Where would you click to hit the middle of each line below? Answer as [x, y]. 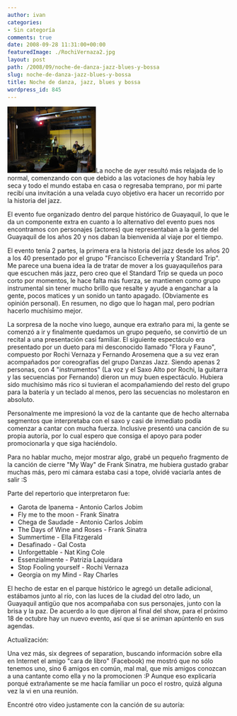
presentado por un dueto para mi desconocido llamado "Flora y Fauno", [112, 347]
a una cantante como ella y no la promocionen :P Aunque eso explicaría [112, 676]
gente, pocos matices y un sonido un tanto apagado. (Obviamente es [108, 296]
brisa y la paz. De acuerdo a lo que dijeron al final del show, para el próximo [117, 611]
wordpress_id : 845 [34, 89]
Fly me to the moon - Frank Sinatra [68, 515]
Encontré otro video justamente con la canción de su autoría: [96, 705]
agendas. [21, 626]
